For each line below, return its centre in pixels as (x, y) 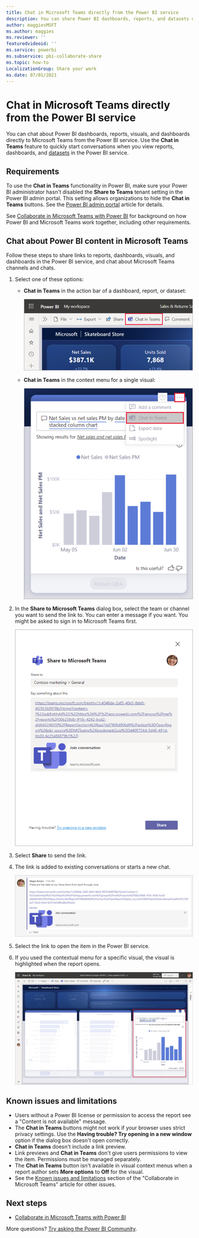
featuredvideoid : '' (32, 44)
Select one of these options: (49, 279)
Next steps (27, 1203)
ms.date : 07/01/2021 (32, 75)
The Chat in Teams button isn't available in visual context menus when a (103, 1166)
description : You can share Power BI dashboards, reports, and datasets (98, 19)
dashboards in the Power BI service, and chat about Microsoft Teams (90, 261)
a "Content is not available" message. (60, 1121)
